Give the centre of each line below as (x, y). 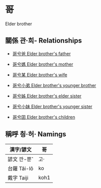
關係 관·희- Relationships (44, 41)
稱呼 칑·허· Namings (36, 134)
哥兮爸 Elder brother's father (42, 53)
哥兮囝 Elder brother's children (44, 117)
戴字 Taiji (18, 178)
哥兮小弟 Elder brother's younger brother (54, 85)
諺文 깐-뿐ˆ (21, 159)
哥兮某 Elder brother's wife (40, 75)
